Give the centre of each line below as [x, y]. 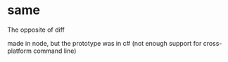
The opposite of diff [36, 30]
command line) [55, 51]
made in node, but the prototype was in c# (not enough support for [104, 43]
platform [19, 51]
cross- [213, 43]
